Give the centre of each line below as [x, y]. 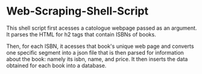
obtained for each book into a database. [56, 66]
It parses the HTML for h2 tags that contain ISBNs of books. [81, 34]
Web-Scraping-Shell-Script [78, 11]
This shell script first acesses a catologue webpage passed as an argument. [102, 28]
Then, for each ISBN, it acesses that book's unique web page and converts [100, 46]
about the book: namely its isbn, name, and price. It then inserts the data [97, 59]
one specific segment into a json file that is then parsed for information [95, 52]
